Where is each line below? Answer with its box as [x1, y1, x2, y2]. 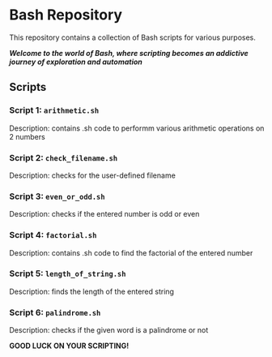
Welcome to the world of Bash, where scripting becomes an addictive [9, 48, 249, 58]
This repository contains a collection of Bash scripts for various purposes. [9, 32, 256, 42]
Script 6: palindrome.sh [9, 307, 101, 318]
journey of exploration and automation [9, 57, 142, 67]
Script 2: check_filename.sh [9, 152, 118, 163]
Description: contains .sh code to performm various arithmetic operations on [9, 123, 265, 133]
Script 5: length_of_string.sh [9, 268, 126, 279]
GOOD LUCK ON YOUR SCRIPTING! [9, 341, 130, 351]
